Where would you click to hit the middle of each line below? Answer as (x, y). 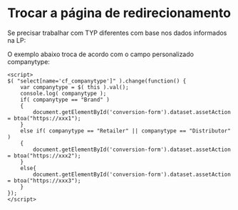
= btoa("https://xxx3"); (44, 180)
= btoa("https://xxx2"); (44, 156)
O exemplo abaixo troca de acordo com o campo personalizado (101, 54)
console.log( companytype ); (63, 93)
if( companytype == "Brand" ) (65, 100)
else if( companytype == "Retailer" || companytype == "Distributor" (126, 131)
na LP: (17, 40)
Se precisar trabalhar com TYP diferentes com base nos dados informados (117, 33)
